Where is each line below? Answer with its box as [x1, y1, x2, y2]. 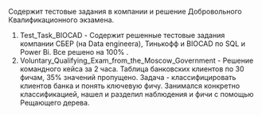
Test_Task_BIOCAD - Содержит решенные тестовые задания [19, 31, 225, 40]
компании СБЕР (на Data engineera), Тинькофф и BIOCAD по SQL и [19, 39, 245, 48]
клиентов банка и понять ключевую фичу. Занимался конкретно [19, 81, 240, 90]
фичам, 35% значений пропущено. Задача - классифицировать [19, 73, 237, 82]
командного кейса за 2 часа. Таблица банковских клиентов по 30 [19, 64, 244, 74]
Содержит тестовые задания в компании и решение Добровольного [8, 7, 242, 16]
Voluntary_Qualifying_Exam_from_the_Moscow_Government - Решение [19, 56, 254, 65]
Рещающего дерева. [19, 98, 90, 107]
